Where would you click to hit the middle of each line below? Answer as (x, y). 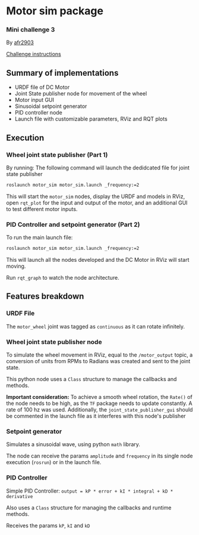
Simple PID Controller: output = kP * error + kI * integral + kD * (90, 491)
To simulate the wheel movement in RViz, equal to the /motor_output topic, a (99, 355)
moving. (16, 266)
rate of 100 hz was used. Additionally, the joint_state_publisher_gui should (99, 410)
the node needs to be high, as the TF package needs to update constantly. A (99, 403)
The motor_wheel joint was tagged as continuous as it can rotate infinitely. (96, 326)
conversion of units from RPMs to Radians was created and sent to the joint (98, 361)
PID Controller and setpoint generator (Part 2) (73, 224)
